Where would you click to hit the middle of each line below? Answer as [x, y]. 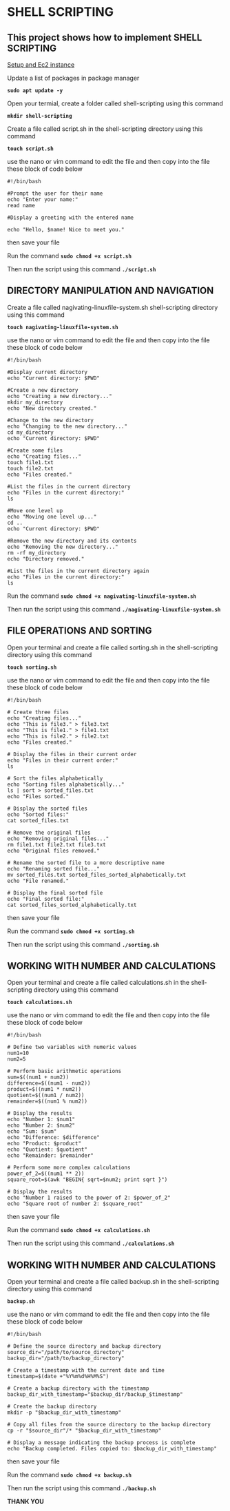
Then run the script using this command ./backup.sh [82, 1488]
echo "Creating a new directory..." [60, 396]
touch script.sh [30, 149]
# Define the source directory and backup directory [84, 1346]
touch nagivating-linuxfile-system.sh [63, 327]
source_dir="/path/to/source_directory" [66, 1353]
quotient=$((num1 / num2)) [46, 1096]
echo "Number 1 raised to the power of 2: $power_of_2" [89, 1198]
